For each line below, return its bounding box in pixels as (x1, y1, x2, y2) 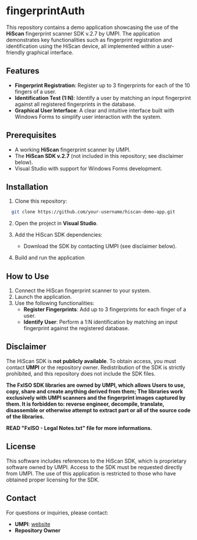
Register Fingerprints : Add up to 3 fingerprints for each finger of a (23, 306, 186, 313)
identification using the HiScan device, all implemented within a (6, 43, 160, 50)
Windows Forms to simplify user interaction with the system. (14, 113, 162, 120)
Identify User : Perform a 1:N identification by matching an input (23, 318, 178, 326)
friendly (6, 48, 25, 56)
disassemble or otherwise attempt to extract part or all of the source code (6, 406, 191, 413)
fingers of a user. (14, 88, 57, 95)
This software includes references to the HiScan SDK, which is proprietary (6, 457, 187, 464)
